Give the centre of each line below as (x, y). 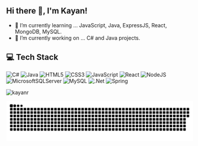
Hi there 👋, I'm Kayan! (47, 11)
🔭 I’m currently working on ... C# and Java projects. (77, 38)
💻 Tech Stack (32, 57)
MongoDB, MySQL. (38, 31)
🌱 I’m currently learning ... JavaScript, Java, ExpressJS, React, (91, 25)
